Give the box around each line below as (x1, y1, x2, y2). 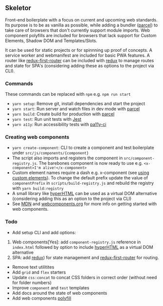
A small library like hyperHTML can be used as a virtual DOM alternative (12, 191, 157, 197)
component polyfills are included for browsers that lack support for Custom (5, 32, 157, 38)
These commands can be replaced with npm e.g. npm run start (5, 91, 131, 97)
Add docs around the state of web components (12, 290, 107, 296)
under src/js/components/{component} (12, 150, 89, 156)
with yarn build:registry (12, 185, 64, 191)
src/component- (123, 156, 155, 161)
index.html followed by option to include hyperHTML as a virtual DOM (12, 244, 154, 250)
